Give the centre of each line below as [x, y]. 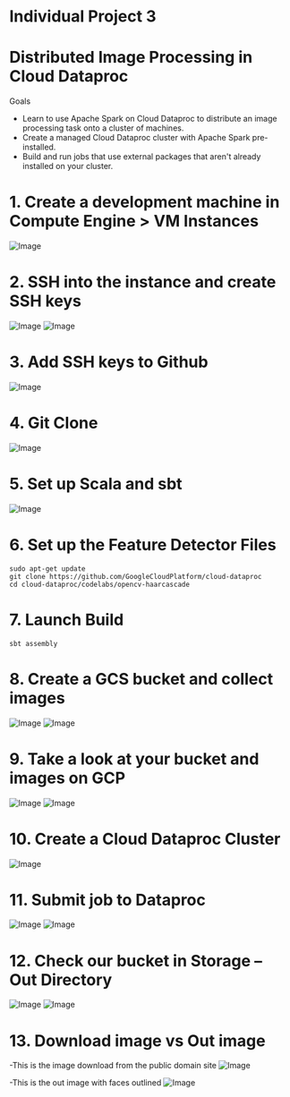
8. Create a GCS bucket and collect [141, 679]
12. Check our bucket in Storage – [136, 961]
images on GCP [68, 778]
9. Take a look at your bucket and [134, 759]
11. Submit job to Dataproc [107, 900]
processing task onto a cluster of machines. [103, 128]
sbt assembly [34, 643]
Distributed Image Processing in [131, 58]
